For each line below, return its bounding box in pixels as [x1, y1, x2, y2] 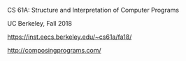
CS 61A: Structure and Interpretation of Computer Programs [7, 6, 180, 14]
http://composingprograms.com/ [7, 46, 101, 54]
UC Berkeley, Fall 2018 [7, 19, 72, 27]
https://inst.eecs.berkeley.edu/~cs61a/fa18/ [7, 33, 132, 41]
